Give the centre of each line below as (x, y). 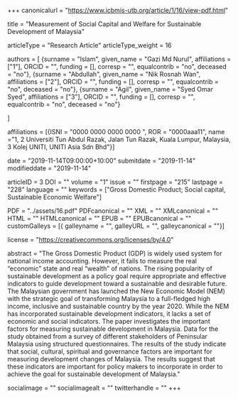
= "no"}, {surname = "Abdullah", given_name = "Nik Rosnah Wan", (104, 74)
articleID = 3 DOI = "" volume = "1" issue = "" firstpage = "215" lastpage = (115, 182)
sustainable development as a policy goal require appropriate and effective (117, 276)
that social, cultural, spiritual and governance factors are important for (110, 351)
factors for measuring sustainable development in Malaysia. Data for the (113, 329)
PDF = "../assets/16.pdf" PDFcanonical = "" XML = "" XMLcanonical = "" (113, 211)
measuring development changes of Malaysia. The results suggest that (111, 359)
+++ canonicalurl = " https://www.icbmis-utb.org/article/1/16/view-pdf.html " (118, 10)
